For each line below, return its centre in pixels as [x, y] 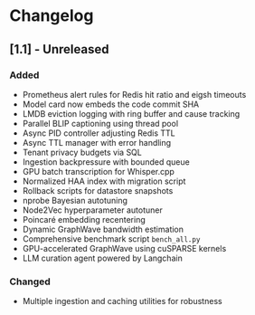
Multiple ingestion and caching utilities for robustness [123, 301]
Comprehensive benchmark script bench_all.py [111, 239]
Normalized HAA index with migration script [104, 181]
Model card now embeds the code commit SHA [111, 104]
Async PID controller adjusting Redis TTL [99, 133]
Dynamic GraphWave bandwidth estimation [103, 229]
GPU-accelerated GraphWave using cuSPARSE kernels [124, 248]
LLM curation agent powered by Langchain [102, 258]
